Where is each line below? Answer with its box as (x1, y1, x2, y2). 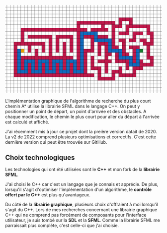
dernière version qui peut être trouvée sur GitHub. (5, 139, 107, 145)
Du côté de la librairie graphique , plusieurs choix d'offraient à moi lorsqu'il (5, 201, 158, 208)
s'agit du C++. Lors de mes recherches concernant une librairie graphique (5, 207, 158, 213)
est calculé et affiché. (5, 119, 50, 125)
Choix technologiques (5, 153, 75, 162)
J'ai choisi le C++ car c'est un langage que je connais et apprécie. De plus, (5, 181, 159, 187)
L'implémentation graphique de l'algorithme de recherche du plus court (5, 98, 151, 104)
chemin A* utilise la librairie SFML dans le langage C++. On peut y (5, 103, 140, 109)
